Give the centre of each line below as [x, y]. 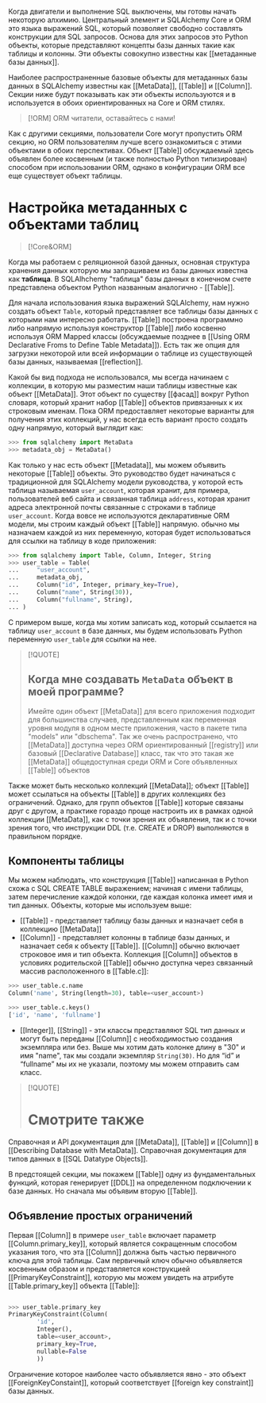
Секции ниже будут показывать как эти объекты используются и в [122, 94]
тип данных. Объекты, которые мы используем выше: [100, 905]
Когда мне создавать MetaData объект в [130, 679]
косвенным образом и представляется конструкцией [99, 1269]
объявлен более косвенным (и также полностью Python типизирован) [128, 159]
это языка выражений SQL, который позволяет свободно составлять [126, 28]
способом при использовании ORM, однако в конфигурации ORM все [127, 167]
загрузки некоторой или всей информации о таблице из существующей [130, 353]
